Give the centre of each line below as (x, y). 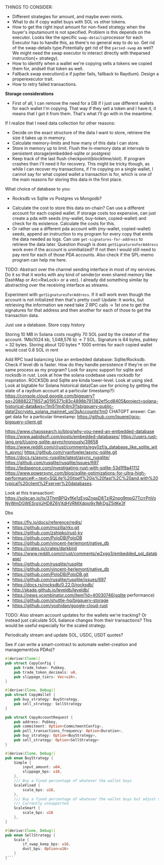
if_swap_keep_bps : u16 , (47, 844)
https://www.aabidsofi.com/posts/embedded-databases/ (62, 436)
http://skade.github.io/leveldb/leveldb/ (51, 590)
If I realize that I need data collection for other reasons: (60, 123)
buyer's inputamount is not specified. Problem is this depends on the (81, 32)
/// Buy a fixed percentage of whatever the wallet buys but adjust (85, 799)
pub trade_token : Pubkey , (40, 668)
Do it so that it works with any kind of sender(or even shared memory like (79, 275)
